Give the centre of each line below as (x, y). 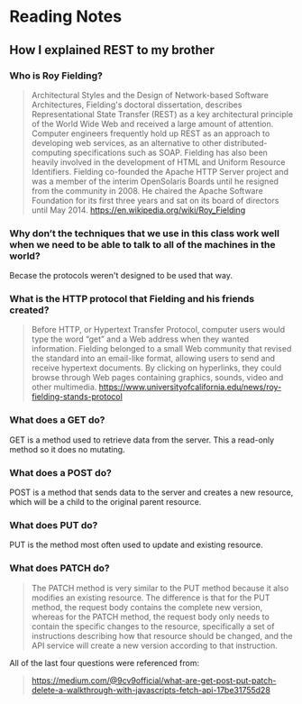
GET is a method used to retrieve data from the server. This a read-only (142, 440)
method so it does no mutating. (67, 449)
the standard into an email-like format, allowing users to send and (153, 359)
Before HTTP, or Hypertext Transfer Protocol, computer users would (158, 330)
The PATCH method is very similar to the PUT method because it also (160, 588)
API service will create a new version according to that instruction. (154, 645)
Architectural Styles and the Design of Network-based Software (150, 95)
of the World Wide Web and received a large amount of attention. (152, 123)
